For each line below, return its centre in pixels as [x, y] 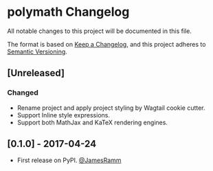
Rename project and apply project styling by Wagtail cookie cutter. [111, 108]
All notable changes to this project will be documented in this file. [100, 31]
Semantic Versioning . [37, 52]
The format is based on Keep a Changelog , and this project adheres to [106, 44]
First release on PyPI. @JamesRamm [69, 160]
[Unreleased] [36, 73]
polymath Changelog [68, 12]
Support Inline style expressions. [63, 115]
